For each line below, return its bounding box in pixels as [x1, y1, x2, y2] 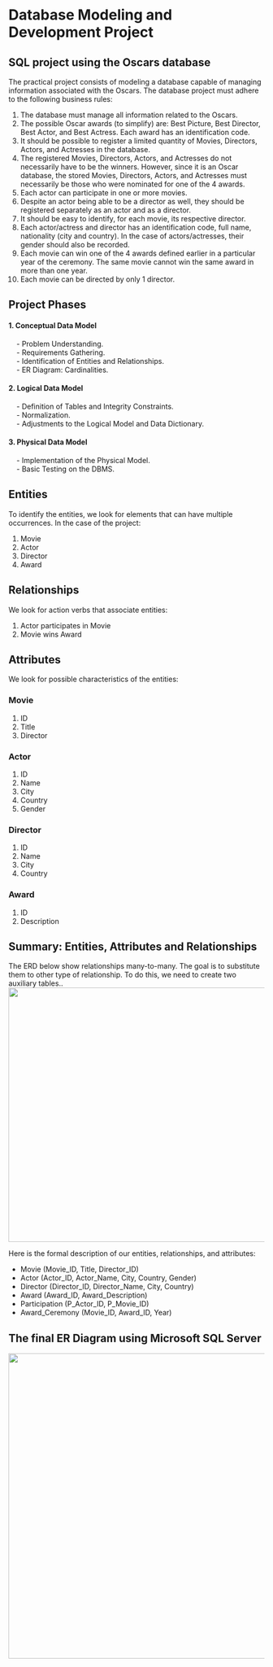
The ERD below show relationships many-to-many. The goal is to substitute [8, 961, 260, 971]
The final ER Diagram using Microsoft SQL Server [8, 1331, 262, 1345]
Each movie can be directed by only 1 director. [19, 274, 175, 284]
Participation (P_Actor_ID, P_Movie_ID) [19, 1299, 149, 1309]
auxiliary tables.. [8, 978, 63, 988]
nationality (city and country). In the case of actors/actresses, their [19, 231, 245, 241]
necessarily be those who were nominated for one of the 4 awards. [19, 179, 245, 189]
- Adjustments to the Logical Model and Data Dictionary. [15, 418, 205, 428]
